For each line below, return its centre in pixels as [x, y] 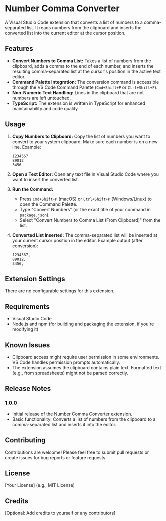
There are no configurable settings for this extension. [60, 291]
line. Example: [27, 147]
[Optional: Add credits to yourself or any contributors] [60, 513]
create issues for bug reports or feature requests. [56, 457]
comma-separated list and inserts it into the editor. [64, 424]
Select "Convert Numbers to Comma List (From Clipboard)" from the [90, 220]
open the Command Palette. [49, 204]
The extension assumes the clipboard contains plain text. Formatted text [86, 368]
